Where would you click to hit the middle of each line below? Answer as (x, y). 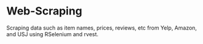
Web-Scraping (44, 11)
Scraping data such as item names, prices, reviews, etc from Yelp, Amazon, (102, 28)
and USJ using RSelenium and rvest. (52, 34)
